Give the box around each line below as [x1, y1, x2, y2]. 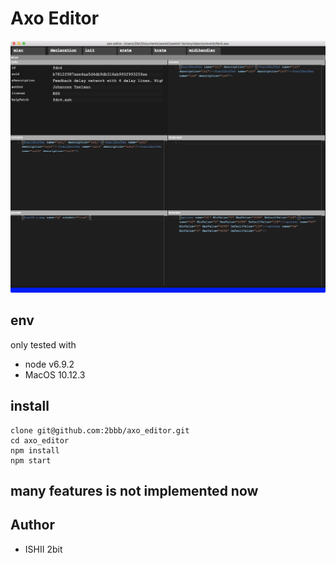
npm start [10, 455, 52, 466]
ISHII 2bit [24, 543, 63, 555]
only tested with [10, 338, 77, 351]
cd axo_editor [10, 435, 70, 446]
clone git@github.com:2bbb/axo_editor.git [10, 425, 190, 436]
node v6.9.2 [24, 358, 75, 370]
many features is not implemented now [10, 483, 259, 500]
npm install [10, 445, 60, 456]
